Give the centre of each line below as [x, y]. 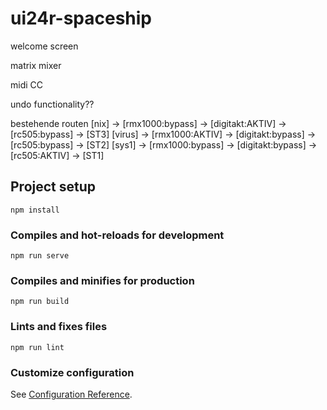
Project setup [53, 187]
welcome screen [44, 46]
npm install [35, 210]
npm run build [40, 302]
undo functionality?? [52, 104]
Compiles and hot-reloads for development [117, 235]
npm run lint [37, 347]
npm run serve [40, 256]
